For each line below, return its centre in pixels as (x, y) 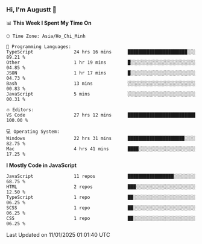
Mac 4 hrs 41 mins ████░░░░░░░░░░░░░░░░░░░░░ (101, 149)
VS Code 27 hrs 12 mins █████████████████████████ (101, 115)
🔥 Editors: (20, 110)
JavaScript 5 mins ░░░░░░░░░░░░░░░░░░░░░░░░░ (101, 94)
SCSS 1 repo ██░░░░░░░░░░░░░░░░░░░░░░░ (101, 208)
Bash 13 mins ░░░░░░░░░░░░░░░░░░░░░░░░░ (101, 84)
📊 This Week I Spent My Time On (49, 23)
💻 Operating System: (33, 132)
